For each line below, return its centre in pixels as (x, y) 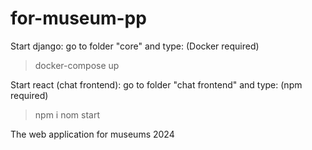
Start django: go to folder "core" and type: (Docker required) (135, 46)
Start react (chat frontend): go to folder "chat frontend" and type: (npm (156, 84)
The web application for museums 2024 (92, 134)
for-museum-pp (78, 18)
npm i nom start (67, 114)
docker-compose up (77, 65)
